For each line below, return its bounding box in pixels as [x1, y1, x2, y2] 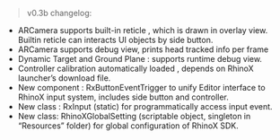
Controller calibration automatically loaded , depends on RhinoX [17, 63, 254, 74]
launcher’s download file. [17, 73, 111, 83]
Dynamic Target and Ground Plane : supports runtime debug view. [17, 54, 263, 64]
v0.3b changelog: [26, 8, 92, 18]
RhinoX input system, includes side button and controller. [17, 92, 229, 102]
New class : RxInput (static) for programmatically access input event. [17, 101, 273, 111]
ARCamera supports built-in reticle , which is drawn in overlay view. [17, 25, 268, 35]
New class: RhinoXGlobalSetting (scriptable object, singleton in [17, 111, 251, 121]
